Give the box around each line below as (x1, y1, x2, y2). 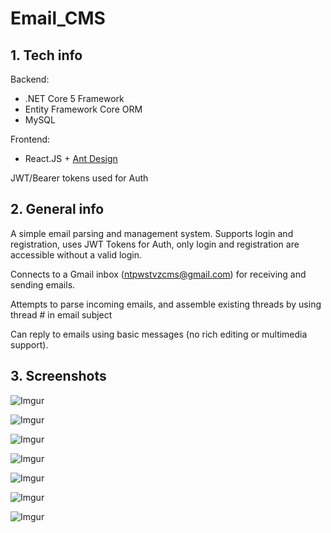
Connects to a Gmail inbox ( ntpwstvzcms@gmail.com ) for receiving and (10, 268, 307, 280)
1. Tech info (10, 47, 83, 64)
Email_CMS (10, 7, 106, 30)
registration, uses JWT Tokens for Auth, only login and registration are (10, 238, 300, 250)
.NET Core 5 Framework (24, 93, 125, 104)
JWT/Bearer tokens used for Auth (10, 172, 149, 184)
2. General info (10, 201, 105, 218)
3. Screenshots (10, 368, 107, 385)
